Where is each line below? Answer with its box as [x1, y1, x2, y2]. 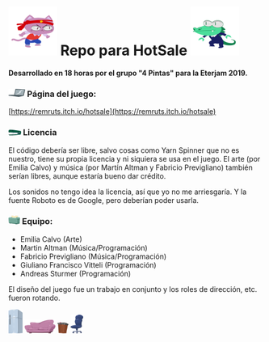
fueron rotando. [8, 293, 61, 302]
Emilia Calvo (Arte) [19, 234, 82, 244]
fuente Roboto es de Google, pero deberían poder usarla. [8, 195, 200, 205]
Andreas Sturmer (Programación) [19, 268, 132, 278]
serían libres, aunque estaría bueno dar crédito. [8, 171, 166, 180]
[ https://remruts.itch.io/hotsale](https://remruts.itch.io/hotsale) [8, 107, 216, 116]
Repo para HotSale [60, 41, 188, 60]
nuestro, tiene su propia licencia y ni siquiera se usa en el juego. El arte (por [8, 154, 261, 163]
